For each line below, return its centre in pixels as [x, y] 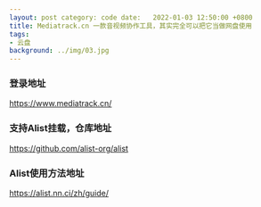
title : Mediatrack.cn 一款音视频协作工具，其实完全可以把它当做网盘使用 [130, 26]
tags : [19, 34]
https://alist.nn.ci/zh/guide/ [59, 194]
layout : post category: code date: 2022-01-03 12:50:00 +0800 [131, 17]
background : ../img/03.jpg [59, 51]
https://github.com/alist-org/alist [69, 148]
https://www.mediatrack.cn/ [61, 103]
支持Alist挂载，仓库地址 [61, 128]
